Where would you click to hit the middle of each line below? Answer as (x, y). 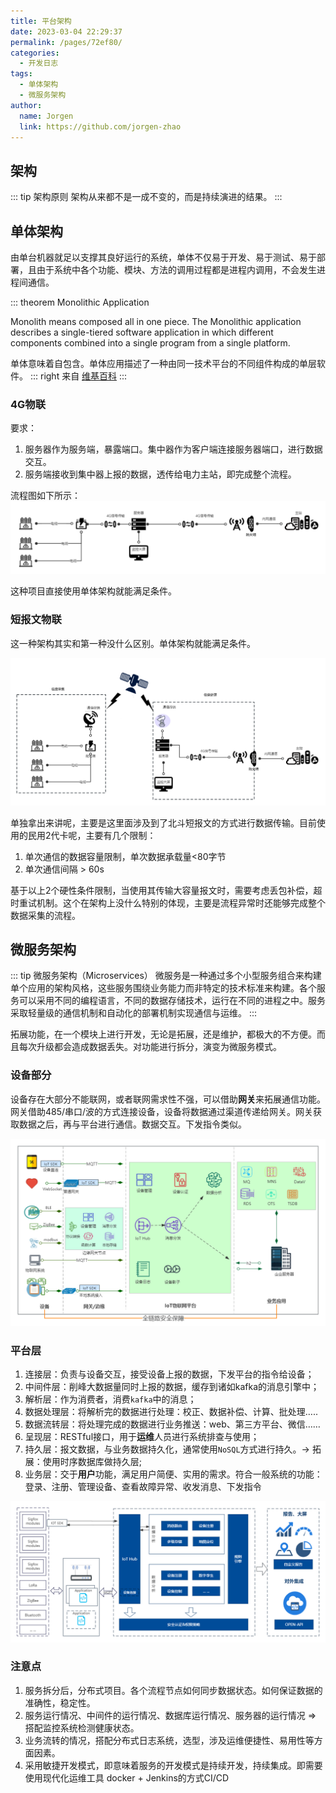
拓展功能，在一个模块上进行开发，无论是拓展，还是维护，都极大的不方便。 (163, 1034)
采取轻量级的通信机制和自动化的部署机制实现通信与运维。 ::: (134, 1013)
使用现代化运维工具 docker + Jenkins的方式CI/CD (127, 1777)
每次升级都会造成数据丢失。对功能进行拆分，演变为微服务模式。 (150, 1047)
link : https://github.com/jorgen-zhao (100, 126)
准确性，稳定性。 (60, 1702)
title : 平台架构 (41, 21)
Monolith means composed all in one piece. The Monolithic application (156, 321)
